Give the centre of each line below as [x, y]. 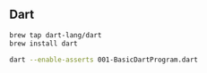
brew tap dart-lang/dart [56, 35]
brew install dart [43, 44]
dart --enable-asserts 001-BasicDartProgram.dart [104, 60]
